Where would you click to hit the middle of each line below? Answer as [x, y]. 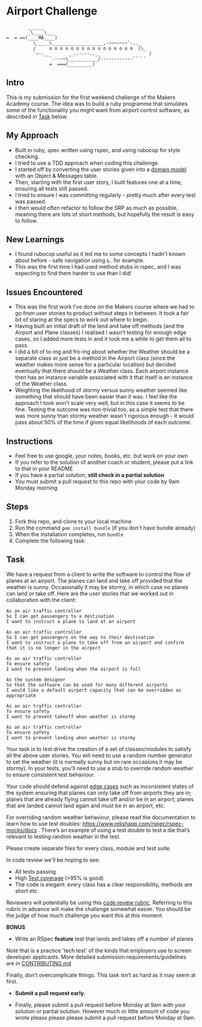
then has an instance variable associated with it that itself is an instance [104, 377]
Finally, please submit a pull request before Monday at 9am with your [100, 1005]
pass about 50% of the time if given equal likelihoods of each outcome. [103, 422]
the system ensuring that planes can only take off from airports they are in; [99, 793]
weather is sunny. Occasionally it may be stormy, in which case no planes [97, 587]
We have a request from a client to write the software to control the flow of [99, 574]
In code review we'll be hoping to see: [53, 860]
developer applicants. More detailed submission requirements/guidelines [96, 957]
